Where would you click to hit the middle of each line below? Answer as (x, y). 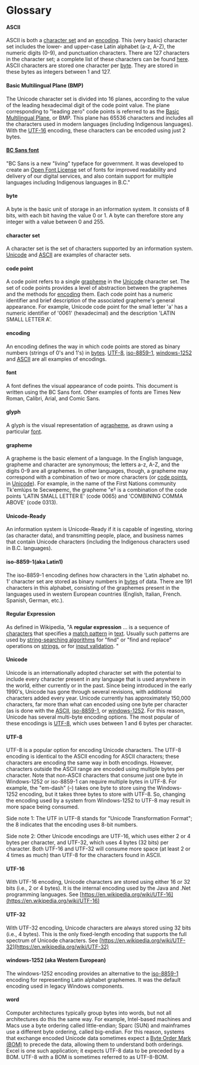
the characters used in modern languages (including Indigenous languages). (99, 124)
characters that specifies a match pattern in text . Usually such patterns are (98, 633)
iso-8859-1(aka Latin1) (35, 562)
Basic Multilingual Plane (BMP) (45, 85)
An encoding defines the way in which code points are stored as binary (93, 346)
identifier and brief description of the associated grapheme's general (91, 301)
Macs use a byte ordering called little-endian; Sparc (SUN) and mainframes (98, 1026)
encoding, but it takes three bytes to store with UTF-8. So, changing (102, 794)
